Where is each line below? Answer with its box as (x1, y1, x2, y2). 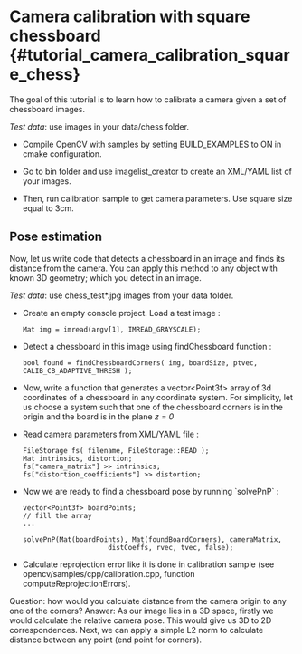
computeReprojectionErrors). (22, 578, 131, 589)
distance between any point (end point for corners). (9, 634, 202, 645)
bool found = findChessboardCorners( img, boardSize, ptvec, (22, 358, 259, 368)
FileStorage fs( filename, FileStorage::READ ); (22, 446, 210, 455)
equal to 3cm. (22, 202, 74, 214)
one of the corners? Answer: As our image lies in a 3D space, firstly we (9, 605, 274, 616)
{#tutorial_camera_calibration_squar (9, 45, 291, 65)
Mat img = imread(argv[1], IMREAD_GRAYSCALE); (22, 324, 202, 334)
